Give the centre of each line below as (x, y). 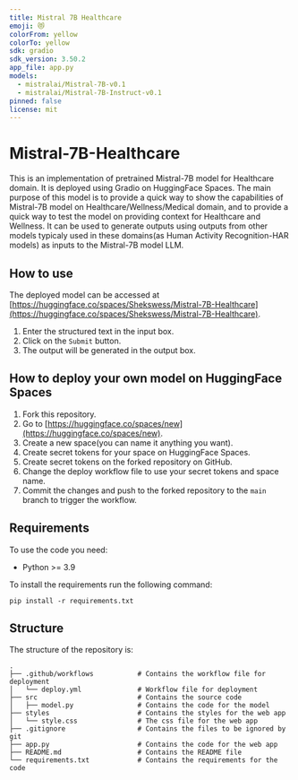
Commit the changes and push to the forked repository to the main (144, 490)
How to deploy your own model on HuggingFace (146, 379)
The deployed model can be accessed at (85, 295)
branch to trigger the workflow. (79, 499)
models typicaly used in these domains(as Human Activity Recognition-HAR (149, 236)
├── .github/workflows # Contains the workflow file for (138, 674)
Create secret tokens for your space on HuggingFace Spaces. (136, 452)
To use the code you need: (59, 550)
